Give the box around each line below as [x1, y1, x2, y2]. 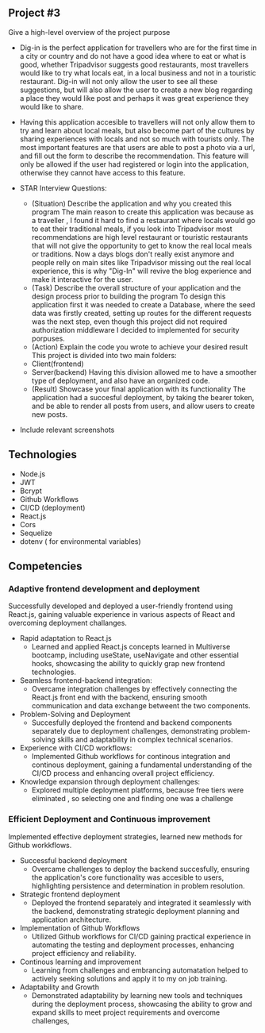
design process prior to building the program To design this [31, 291, 226, 301]
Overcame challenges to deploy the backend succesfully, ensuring [31, 864, 250, 873]
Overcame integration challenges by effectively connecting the [31, 684, 238, 694]
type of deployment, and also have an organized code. [31, 376, 210, 385]
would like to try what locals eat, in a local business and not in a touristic [19, 67, 256, 78]
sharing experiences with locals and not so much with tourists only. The [19, 134, 255, 144]
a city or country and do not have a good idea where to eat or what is [19, 51, 247, 60]
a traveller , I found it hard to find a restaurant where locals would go [31, 215, 255, 225]
